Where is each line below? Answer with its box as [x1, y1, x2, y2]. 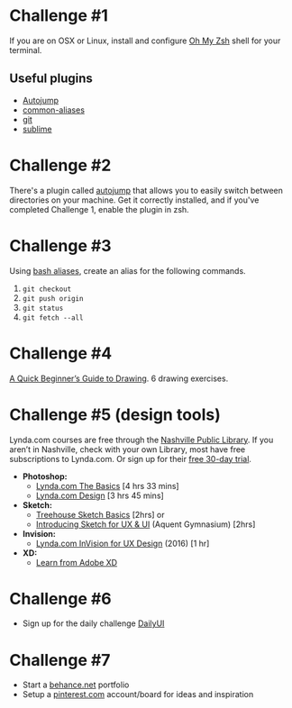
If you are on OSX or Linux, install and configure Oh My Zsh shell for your [9, 35, 281, 46]
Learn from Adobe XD [35, 557, 118, 567]
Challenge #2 [9, 155, 112, 176]
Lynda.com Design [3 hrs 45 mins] [35, 490, 164, 501]
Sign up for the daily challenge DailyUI [22, 618, 165, 629]
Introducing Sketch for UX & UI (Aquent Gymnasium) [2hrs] [35, 519, 256, 530]
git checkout [22, 285, 72, 294]
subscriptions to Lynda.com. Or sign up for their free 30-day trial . [9, 453, 252, 464]
